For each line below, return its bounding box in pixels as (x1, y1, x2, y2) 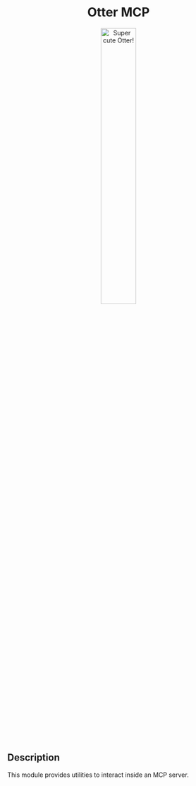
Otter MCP (87, 4, 150, 21)
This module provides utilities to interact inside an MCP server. (7, 770, 189, 779)
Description (7, 751, 60, 764)
